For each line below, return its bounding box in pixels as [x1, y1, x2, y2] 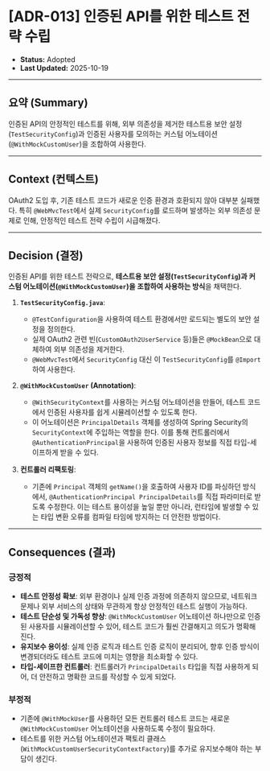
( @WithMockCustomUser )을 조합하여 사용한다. [8, 138, 147, 149]
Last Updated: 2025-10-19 [19, 63, 108, 72]
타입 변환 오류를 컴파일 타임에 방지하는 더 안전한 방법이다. [40, 512, 221, 522]
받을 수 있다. [59, 447, 99, 457]
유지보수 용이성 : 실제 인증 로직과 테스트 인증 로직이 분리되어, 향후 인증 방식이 [19, 641, 260, 652]
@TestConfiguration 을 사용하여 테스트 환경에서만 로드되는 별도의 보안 [31, 315, 252, 324]
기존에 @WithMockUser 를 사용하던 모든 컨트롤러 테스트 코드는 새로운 [19, 714, 231, 724]
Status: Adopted [19, 54, 76, 64]
